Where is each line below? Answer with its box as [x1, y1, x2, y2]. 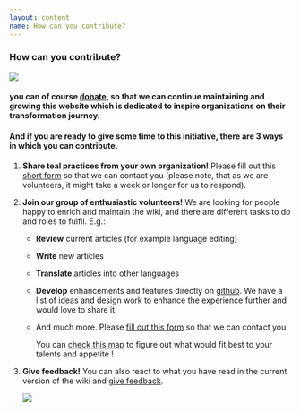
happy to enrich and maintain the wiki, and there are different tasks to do [21, 206, 291, 217]
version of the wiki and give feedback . [21, 375, 164, 386]
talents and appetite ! [35, 348, 115, 359]
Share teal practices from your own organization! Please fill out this [21, 160, 276, 171]
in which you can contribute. [9, 140, 118, 150]
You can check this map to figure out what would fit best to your [35, 339, 273, 349]
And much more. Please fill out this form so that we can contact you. [35, 322, 288, 332]
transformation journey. [9, 110, 100, 121]
